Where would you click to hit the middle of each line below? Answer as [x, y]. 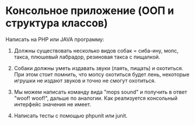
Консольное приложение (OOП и [90, 11]
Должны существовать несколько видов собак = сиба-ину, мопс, [96, 50]
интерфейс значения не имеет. [53, 104]
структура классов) [57, 23]
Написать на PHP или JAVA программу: [55, 39]
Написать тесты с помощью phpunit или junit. [71, 116]
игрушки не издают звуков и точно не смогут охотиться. [85, 81]
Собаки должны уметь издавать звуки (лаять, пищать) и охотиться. [98, 68]
